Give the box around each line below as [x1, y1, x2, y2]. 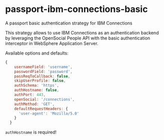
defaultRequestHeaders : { [14, 106, 68, 111]
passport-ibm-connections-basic [5, 3, 148, 15]
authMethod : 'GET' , [14, 101, 55, 106]
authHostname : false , [14, 87, 59, 93]
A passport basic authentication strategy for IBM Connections [5, 20, 132, 26]
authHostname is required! [5, 129, 56, 135]
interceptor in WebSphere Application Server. [5, 40, 98, 46]
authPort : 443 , [14, 92, 46, 97]
